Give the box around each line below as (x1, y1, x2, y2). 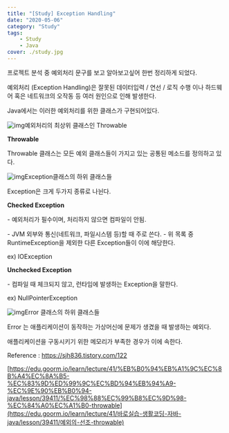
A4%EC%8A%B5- (17, 372, 70, 380)
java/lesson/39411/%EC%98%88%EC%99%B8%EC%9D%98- (7, 394, 187, 402)
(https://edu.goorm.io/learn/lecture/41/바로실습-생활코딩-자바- (7, 409, 182, 418)
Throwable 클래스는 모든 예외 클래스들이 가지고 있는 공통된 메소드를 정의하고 (7, 149, 214, 157)
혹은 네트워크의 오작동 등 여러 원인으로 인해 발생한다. (14, 91, 157, 100)
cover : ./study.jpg (7, 49, 64, 56)
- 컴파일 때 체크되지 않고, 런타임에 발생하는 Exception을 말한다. (7, 280, 178, 288)
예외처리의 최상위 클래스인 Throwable (24, 121, 127, 129)
